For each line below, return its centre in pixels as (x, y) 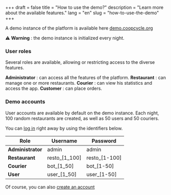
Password (104, 141)
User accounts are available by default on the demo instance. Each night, (82, 113)
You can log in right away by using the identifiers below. (64, 128)
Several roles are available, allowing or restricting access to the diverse (80, 62)
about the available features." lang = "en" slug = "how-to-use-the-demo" (82, 13)
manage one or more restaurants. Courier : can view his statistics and (79, 83)
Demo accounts (25, 102)
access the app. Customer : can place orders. (54, 88)
